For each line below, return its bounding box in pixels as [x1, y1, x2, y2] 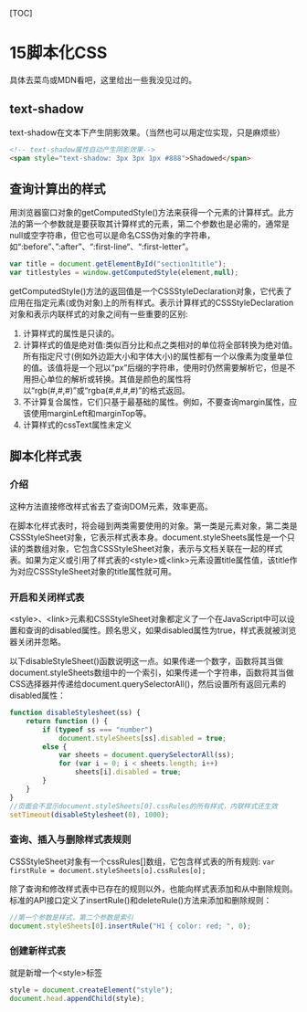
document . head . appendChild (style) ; [9, 994, 145, 1003]
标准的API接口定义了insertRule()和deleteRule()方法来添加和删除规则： [9, 894, 272, 905]
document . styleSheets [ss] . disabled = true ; [58, 733, 227, 743]
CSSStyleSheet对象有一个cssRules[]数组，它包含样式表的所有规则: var [9, 856, 276, 867]
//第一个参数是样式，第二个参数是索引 [9, 912, 134, 922]
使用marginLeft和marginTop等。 [30, 408, 152, 419]
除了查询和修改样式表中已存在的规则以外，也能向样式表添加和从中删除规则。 [9, 883, 298, 894]
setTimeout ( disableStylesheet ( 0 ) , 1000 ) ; [9, 810, 170, 819]
